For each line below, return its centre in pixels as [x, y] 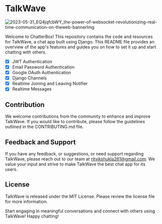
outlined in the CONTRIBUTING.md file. [44, 127]
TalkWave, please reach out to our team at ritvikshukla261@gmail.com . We [80, 159]
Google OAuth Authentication [41, 73]
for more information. [26, 201]
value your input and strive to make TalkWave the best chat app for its [75, 164]
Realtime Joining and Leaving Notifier [50, 84]
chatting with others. [26, 52]
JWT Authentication [32, 61]
